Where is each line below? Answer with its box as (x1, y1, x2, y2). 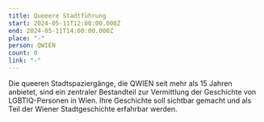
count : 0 (8, 49, 38, 57)
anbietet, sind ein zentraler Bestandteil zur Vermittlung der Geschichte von (8, 87, 257, 96)
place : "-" (8, 34, 45, 43)
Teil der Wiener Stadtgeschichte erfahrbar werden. (8, 104, 178, 113)
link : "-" (8, 57, 42, 65)
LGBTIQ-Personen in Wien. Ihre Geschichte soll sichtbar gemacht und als (8, 96, 252, 105)
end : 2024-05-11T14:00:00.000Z (8, 26, 114, 35)
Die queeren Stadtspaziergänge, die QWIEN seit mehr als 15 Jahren (8, 78, 233, 88)
